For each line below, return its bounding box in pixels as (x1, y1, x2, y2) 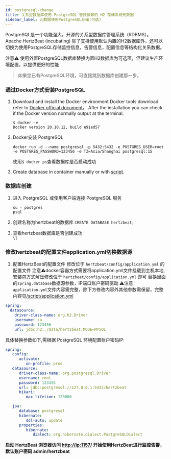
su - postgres (12, 205, 43, 210)
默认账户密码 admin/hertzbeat (5, 448, 70, 454)
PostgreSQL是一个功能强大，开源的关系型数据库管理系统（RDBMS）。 (5, 32, 152, 38)
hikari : (18, 390, 36, 395)
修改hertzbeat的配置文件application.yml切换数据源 (5, 248, 133, 255)
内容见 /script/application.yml (12, 293, 74, 299)
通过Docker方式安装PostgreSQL (5, 86, 85, 93)
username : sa (14, 317, 42, 322)
